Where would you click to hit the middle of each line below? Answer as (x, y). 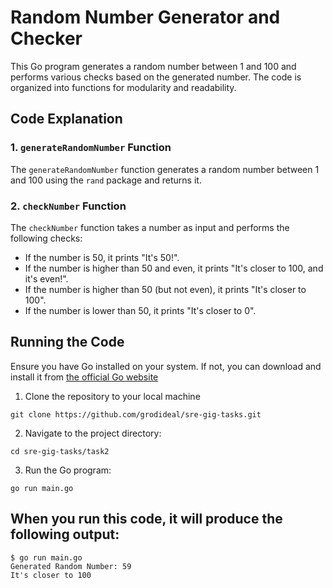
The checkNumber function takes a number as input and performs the (150, 227)
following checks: (46, 238)
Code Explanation (66, 119)
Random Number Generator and (145, 17)
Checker (46, 38)
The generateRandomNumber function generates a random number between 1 (165, 169)
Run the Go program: (68, 470)
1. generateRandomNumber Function (91, 148)
